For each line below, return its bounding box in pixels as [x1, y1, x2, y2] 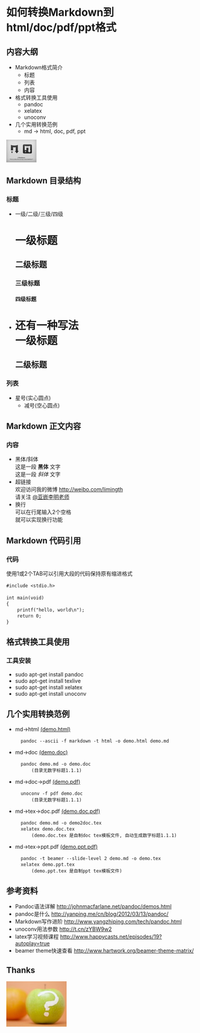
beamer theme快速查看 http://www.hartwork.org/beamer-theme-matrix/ [14, 947, 194, 954]
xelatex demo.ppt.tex [20, 861, 75, 867]
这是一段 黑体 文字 [14, 463, 61, 470]
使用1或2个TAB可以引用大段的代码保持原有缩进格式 [6, 570, 133, 577]
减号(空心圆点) [23, 401, 60, 409]
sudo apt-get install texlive [14, 677, 81, 684]
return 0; [17, 613, 42, 620]
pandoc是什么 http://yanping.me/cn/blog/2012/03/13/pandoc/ [14, 910, 169, 918]
